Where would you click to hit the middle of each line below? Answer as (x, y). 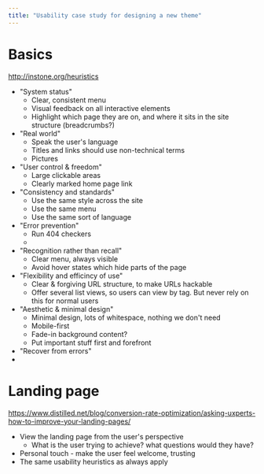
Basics (31, 54)
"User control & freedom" (60, 167)
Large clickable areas (66, 175)
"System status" (46, 91)
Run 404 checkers (61, 234)
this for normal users (65, 301)
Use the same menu (64, 209)
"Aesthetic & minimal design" (66, 309)
